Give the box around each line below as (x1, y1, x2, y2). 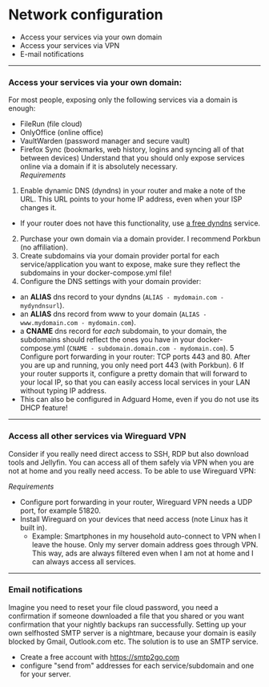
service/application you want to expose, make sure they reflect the (19, 259, 241, 270)
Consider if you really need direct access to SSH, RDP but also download (8, 449, 249, 458)
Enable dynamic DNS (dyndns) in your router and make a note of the (19, 186, 246, 196)
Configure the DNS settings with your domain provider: (19, 277, 202, 287)
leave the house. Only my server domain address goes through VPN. (31, 539, 259, 549)
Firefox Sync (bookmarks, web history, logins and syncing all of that (19, 144, 244, 154)
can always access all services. (31, 556, 136, 567)
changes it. (19, 203, 58, 213)
